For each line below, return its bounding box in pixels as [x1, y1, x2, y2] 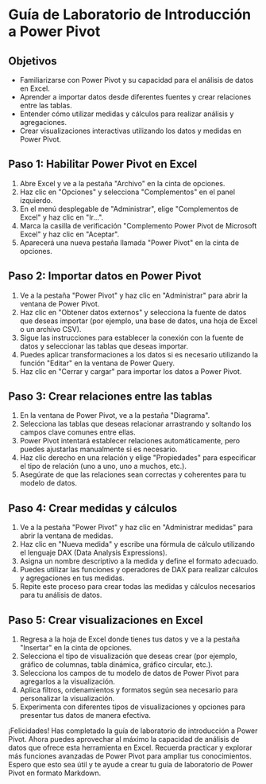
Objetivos [8, 54, 57, 68]
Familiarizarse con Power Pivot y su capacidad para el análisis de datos [19, 76, 254, 84]
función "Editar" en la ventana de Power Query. [19, 358, 175, 368]
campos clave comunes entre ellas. [19, 427, 137, 437]
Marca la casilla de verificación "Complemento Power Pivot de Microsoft [19, 220, 257, 230]
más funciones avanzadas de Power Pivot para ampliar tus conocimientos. [8, 751, 252, 761]
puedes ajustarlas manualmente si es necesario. [19, 444, 178, 454]
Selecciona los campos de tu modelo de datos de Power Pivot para [19, 669, 240, 678]
